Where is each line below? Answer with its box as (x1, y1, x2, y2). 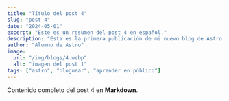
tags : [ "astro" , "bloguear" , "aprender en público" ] (7, 67, 161, 74)
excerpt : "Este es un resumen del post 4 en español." (7, 29, 167, 36)
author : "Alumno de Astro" (7, 42, 84, 48)
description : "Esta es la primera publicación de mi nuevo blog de (7, 35, 204, 42)
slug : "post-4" (7, 16, 51, 23)
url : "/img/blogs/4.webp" (13, 55, 88, 61)
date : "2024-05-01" (7, 23, 63, 29)
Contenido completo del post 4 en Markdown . (7, 86, 138, 94)
